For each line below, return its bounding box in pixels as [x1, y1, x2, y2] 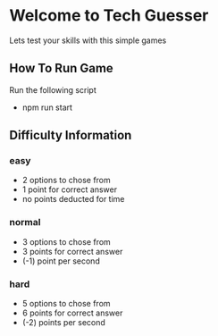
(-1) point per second [21, 256, 100, 266]
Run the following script [9, 84, 96, 95]
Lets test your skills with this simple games [9, 35, 167, 46]
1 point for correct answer [21, 184, 118, 195]
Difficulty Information [9, 128, 132, 143]
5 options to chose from [21, 298, 111, 309]
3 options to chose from [21, 236, 112, 247]
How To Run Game [9, 61, 113, 76]
